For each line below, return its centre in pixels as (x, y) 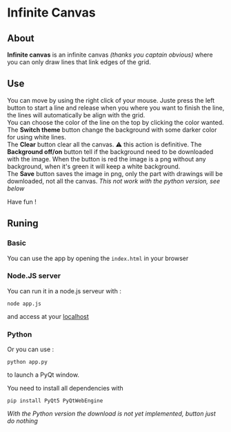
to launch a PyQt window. (43, 375)
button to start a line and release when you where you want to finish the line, (116, 108)
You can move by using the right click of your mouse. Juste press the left (111, 100)
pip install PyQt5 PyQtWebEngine (55, 401)
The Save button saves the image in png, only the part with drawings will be (115, 173)
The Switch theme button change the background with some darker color (112, 130)
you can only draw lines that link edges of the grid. (79, 62)
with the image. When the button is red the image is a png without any (107, 159)
